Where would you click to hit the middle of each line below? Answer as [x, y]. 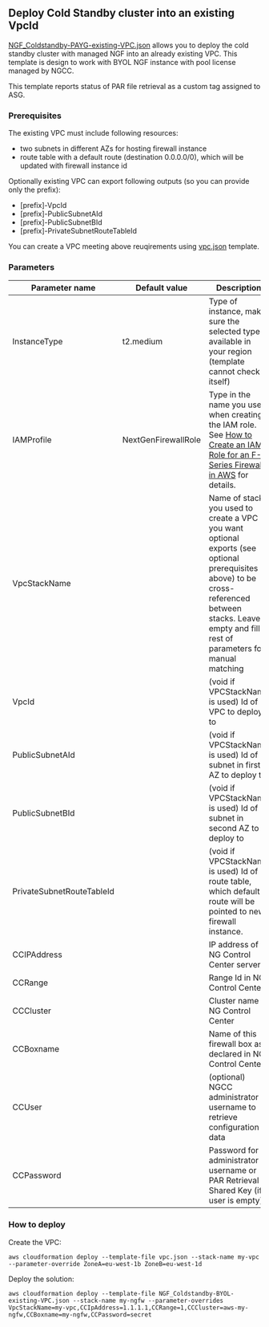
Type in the [229, 395]
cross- [222, 588]
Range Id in [230, 978]
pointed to [228, 912]
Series [221, 465]
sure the [224, 322]
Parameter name [63, 288]
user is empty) [236, 1201]
